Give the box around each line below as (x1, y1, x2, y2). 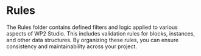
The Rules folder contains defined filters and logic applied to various (6, 23, 178, 31)
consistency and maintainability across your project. (6, 43, 137, 50)
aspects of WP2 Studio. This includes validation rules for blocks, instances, (6, 30, 196, 37)
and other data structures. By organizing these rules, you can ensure (6, 36, 179, 43)
